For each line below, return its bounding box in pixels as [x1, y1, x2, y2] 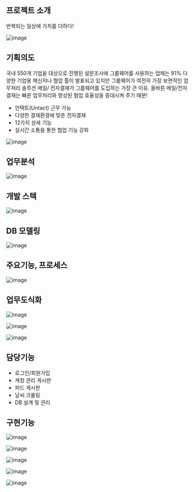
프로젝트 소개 [6, 5, 51, 16]
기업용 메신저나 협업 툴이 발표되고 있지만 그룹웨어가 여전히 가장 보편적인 [17, 77, 183, 84]
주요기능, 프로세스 [6, 260, 68, 270]
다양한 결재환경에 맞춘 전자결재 [14, 111, 86, 119]
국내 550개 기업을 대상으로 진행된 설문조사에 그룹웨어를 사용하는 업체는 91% [6, 70, 182, 77]
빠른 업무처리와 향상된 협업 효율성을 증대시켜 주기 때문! [21, 91, 148, 99]
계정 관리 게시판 [14, 376, 51, 383]
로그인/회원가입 [14, 369, 51, 376]
